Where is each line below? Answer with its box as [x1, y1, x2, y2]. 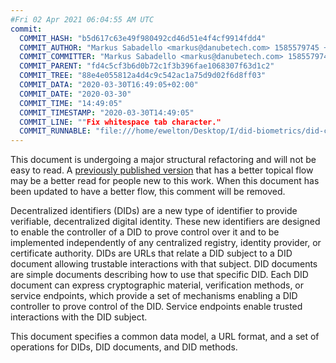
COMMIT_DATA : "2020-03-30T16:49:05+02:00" [19, 80, 199, 90]
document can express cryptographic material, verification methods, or [10, 279, 305, 291]
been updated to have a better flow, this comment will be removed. [10, 186, 286, 198]
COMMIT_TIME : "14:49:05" [19, 98, 123, 108]
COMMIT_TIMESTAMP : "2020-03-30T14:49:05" [19, 107, 195, 118]
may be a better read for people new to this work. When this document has [10, 175, 320, 187]
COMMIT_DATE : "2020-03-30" [19, 89, 132, 99]
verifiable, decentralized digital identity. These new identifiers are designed [10, 216, 321, 228]
